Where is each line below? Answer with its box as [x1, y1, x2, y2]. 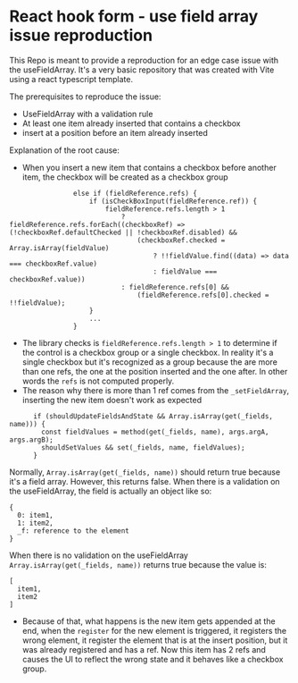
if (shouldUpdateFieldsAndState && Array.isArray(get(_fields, [32, 411, 274, 421]
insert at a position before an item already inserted [21, 127, 208, 138]
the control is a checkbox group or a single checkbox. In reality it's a [21, 347, 274, 358]
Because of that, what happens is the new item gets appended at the [21, 615, 276, 627]
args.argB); [9, 435, 54, 444]
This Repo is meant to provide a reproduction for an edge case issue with [9, 55, 279, 65]
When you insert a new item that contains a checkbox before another [21, 162, 277, 173]
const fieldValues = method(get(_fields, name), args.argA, [41, 427, 269, 436]
